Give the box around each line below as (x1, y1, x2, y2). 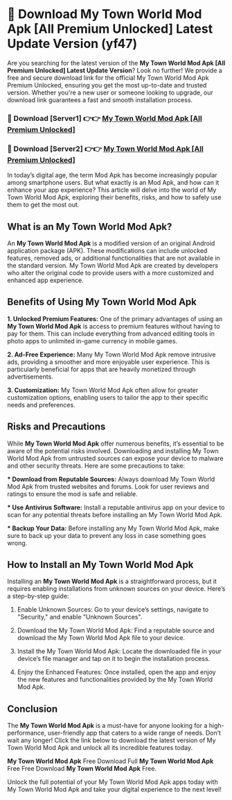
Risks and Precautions (7, 421, 106, 433)
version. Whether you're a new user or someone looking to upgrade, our (7, 88, 213, 97)
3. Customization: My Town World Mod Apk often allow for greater (7, 386, 199, 394)
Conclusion (7, 703, 58, 715)
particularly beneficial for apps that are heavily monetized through (7, 365, 196, 373)
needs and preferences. (7, 400, 75, 409)
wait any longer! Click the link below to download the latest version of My (7, 736, 216, 744)
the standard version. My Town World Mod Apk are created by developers (7, 261, 218, 270)
